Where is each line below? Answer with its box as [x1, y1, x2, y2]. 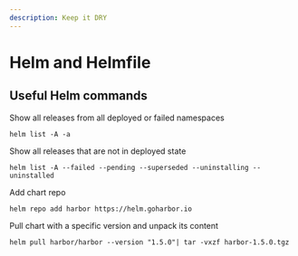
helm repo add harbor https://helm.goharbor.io [9, 204, 193, 213]
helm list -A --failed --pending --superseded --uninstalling [9, 163, 249, 172]
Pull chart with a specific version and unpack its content [9, 220, 219, 231]
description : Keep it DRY [9, 13, 107, 23]
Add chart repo [9, 186, 66, 197]
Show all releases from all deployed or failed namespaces [9, 112, 225, 123]
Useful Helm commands [9, 88, 148, 104]
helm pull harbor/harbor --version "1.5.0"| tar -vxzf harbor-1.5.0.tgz [9, 237, 290, 247]
